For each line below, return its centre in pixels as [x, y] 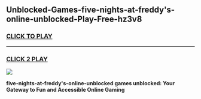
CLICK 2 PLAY [27, 59]
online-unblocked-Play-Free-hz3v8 [74, 19]
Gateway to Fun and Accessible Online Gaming [66, 89]
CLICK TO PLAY [29, 37]
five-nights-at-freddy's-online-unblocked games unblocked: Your [91, 83]
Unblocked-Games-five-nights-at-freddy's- [91, 10]
